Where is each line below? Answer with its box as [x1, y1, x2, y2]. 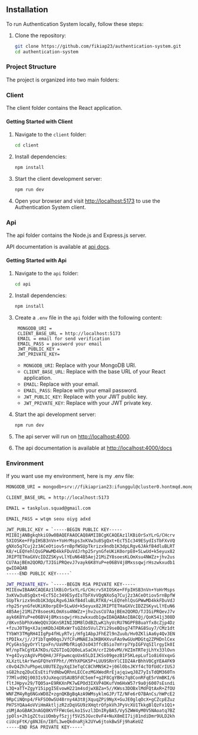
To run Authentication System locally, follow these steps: [6, 20, 144, 27]
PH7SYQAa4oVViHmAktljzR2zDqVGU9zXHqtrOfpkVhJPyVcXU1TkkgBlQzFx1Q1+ [6, 703, 176, 708]
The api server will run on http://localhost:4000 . [14, 433, 131, 440]
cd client [14, 142, 39, 148]
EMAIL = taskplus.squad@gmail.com [6, 505, 91, 512]
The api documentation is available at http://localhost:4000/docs [14, 444, 173, 451]
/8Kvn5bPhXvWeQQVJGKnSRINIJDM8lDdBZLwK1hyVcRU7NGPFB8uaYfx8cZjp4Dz [6, 620, 176, 626]
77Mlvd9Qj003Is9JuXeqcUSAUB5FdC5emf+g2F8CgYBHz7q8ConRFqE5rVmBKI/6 [6, 675, 176, 681]
